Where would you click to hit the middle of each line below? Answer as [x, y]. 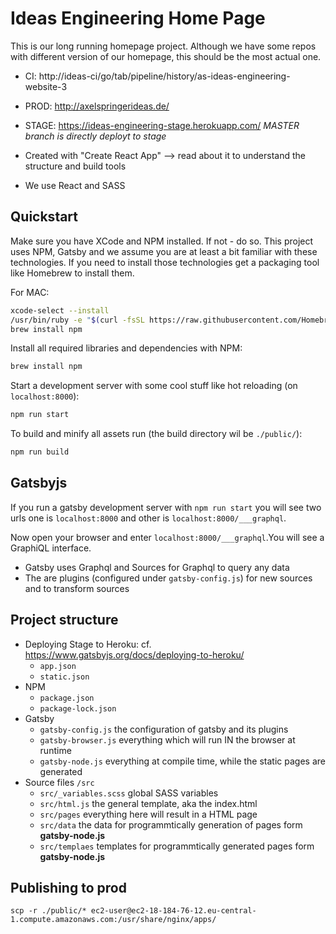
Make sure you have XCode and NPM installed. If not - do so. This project [162, 241]
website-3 [46, 86]
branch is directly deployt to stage [95, 136]
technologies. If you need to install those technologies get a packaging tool [165, 262]
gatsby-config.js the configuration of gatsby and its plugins [164, 729]
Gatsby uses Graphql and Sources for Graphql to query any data [157, 567]
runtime [55, 750]
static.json [64, 677]
